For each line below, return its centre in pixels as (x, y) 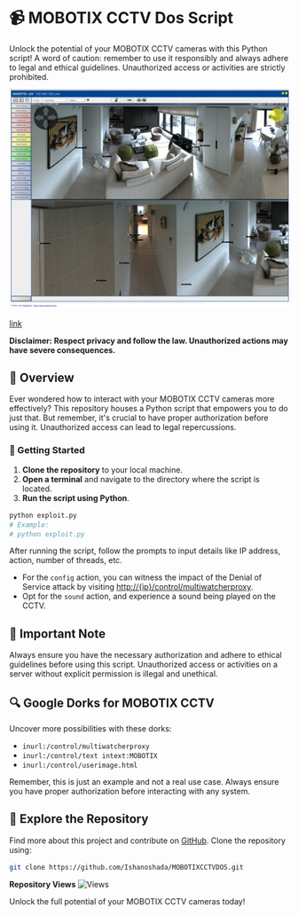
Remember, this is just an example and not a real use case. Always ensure (144, 782)
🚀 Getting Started (47, 450)
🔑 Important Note (58, 633)
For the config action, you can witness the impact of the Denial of (142, 577)
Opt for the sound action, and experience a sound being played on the (149, 597)
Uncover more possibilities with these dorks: (90, 728)
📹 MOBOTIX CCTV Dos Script (122, 18)
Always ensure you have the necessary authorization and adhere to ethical (145, 655)
